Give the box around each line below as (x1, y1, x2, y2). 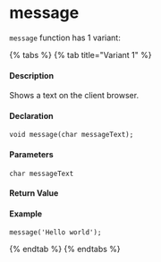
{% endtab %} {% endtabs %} (9, 244, 121, 255)
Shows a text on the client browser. (9, 90, 140, 101)
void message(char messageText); (9, 131, 134, 139)
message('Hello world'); (9, 228, 102, 237)
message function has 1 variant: (9, 32, 121, 43)
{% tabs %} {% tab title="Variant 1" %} (9, 49, 152, 60)
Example (9, 208, 43, 219)
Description (9, 70, 55, 80)
